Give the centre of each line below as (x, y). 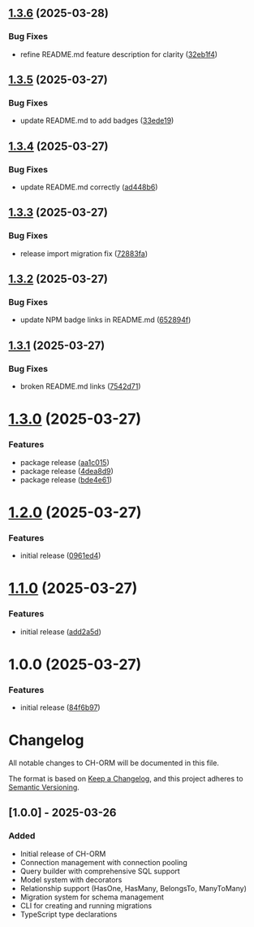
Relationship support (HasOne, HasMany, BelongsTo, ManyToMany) (133, 888)
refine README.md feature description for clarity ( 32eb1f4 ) (118, 54)
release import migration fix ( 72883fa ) (84, 253)
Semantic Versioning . (44, 787)
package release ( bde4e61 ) (66, 480)
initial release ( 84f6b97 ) (60, 707)
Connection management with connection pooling (104, 862)
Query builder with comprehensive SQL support (100, 871)
